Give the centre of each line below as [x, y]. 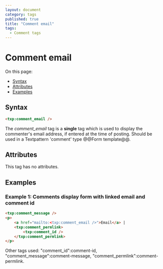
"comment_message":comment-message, [48, 256]
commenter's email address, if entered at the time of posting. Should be [79, 134]
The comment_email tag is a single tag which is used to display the [74, 128]
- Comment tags [25, 33]
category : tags [21, 14]
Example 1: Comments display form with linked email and [75, 197]
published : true [22, 19]
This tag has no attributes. [32, 167]
